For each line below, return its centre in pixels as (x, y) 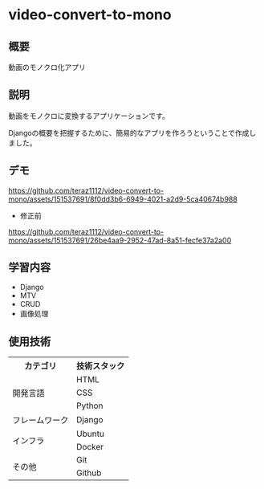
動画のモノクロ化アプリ (47, 67)
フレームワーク (41, 421)
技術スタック (100, 366)
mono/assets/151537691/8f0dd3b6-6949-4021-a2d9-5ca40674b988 (123, 199)
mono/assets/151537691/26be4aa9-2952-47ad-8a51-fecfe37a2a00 (120, 240)
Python (89, 405)
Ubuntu (90, 434)
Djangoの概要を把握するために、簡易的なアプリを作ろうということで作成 (129, 132)
